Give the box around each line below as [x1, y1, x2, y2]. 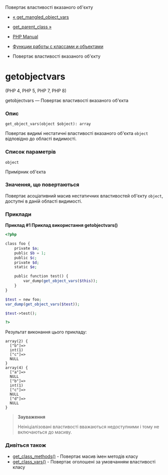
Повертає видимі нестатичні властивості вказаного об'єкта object [5, 130, 148, 136]
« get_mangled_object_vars [12, 14, 69, 20]
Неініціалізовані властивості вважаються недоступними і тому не [17, 424, 159, 430]
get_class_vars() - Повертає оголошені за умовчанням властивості [12, 458, 156, 464]
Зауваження [17, 414, 45, 420]
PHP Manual [12, 34, 39, 39]
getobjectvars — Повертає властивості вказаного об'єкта [5, 97, 129, 103]
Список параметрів [5, 149, 56, 156]
